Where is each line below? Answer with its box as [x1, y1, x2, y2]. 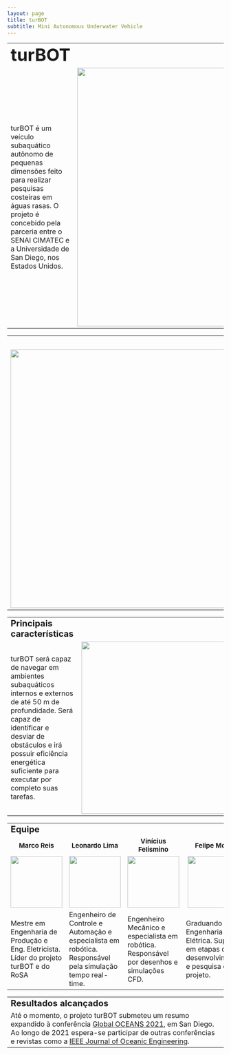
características [10, 628, 74, 639]
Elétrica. [186, 936, 212, 945]
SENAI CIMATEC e [10, 236, 70, 245]
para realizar [10, 175, 52, 185]
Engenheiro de [69, 910, 117, 920]
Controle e [69, 919, 103, 928]
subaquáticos [10, 680, 55, 690]
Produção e [10, 936, 48, 945]
